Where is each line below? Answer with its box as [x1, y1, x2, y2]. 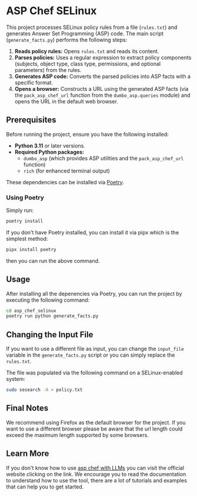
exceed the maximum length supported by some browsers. [6, 431, 149, 438]
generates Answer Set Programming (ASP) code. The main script [6, 30, 163, 37]
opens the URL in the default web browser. [14, 97, 119, 105]
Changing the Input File [6, 329, 94, 340]
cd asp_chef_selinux [6, 308, 57, 314]
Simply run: [6, 207, 34, 214]
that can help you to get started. [6, 483, 84, 490]
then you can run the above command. [6, 257, 100, 264]
